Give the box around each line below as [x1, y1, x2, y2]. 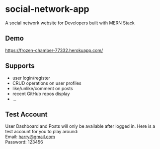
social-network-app [5, 3, 89, 15]
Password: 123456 [5, 139, 43, 145]
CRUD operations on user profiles [12, 80, 81, 86]
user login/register [12, 75, 51, 81]
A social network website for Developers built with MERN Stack [5, 20, 135, 26]
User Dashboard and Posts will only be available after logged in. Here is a [5, 123, 156, 129]
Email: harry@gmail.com [5, 134, 55, 140]
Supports [5, 62, 35, 70]
